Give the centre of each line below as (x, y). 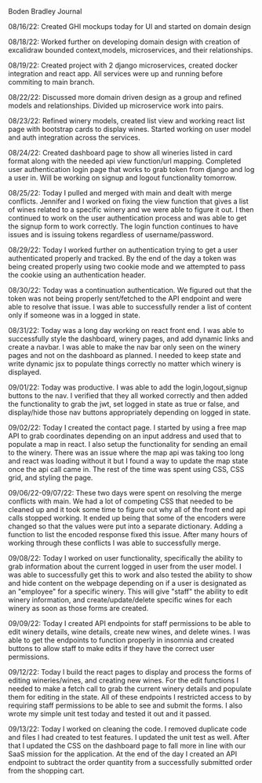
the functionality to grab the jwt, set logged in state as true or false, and (124, 404)
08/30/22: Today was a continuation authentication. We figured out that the (130, 290)
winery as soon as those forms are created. (78, 608)
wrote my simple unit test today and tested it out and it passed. (110, 713)
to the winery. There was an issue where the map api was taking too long (126, 452)
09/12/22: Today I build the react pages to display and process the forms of (130, 672)
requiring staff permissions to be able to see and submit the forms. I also (126, 705)
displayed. (25, 372)
